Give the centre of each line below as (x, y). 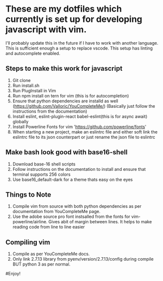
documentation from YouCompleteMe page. (57, 212)
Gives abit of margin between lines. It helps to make (100, 222)
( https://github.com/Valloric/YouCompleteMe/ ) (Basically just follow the (84, 106)
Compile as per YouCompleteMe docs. (51, 254)
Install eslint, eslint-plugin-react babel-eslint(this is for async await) (80, 116)
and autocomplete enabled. (33, 53)
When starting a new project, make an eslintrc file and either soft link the (85, 132)
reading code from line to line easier (49, 227)
